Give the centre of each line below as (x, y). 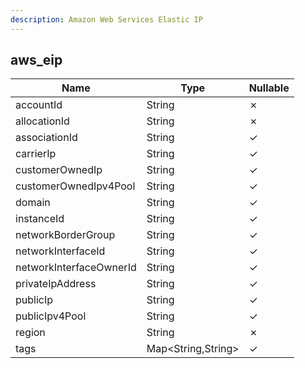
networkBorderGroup (65, 235)
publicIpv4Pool (51, 316)
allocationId (42, 121)
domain (33, 203)
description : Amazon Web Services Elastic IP (106, 19)
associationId (46, 138)
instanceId (40, 219)
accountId (39, 105)
